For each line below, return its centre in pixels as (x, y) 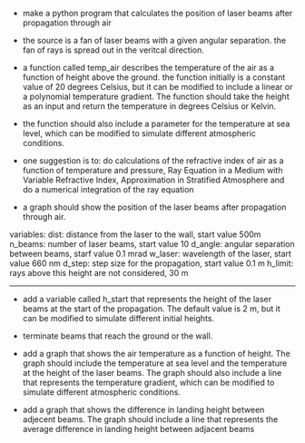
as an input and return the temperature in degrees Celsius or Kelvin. (149, 106)
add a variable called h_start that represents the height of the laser (147, 299)
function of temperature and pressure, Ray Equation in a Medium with (152, 170)
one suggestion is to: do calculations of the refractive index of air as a (153, 161)
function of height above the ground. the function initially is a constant (154, 77)
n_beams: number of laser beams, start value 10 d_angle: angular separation (152, 244)
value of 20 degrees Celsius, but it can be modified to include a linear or (157, 87)
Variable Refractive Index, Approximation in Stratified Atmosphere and (153, 180)
